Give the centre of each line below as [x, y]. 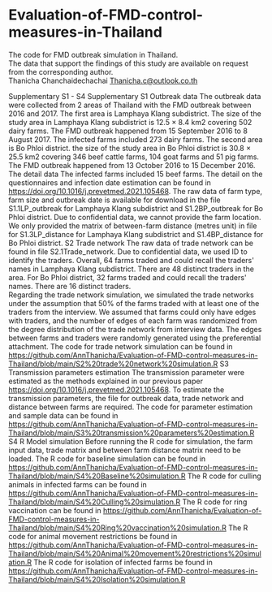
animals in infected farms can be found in [78, 484]
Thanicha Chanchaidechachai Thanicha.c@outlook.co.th [103, 80]
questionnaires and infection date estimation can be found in [110, 182]
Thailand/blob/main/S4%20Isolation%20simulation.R [97, 579]
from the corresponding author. [61, 71]
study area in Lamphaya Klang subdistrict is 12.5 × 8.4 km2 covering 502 [130, 122]
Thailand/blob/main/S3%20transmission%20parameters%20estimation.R [132, 433]
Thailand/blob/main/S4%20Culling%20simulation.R [95, 502]
